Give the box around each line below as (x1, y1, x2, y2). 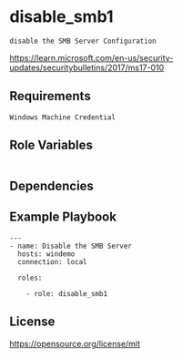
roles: (17, 273, 43, 282)
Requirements (9, 88, 91, 104)
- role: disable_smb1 (25, 289, 107, 298)
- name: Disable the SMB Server (9, 241, 132, 251)
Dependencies (9, 178, 94, 193)
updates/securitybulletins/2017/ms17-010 (9, 62, 165, 73)
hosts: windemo (17, 249, 76, 259)
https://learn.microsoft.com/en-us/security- (9, 52, 174, 63)
